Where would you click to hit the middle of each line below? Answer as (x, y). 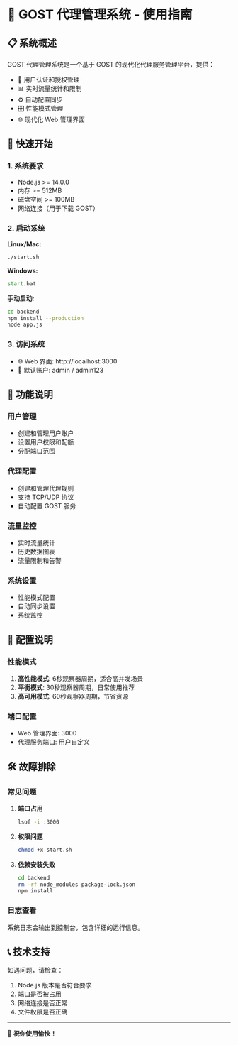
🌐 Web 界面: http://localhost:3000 (67, 361)
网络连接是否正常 (42, 1003)
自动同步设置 (36, 606)
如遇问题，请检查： (35, 970)
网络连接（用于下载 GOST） (58, 208)
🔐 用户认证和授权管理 (49, 80)
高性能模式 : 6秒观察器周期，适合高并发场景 (80, 678)
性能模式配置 (36, 598)
